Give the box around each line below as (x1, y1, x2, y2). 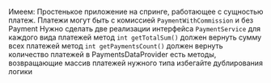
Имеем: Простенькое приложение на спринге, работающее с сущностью (8, 7, 264, 16)
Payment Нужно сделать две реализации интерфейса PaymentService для (8, 24, 261, 33)
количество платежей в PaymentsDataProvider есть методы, (8, 50, 217, 59)
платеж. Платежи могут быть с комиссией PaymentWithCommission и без (8, 15, 253, 25)
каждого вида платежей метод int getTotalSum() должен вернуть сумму (8, 32, 262, 42)
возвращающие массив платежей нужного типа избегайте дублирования (8, 58, 263, 68)
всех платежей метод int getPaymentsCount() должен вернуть (8, 41, 224, 51)
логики (8, 67, 32, 76)
